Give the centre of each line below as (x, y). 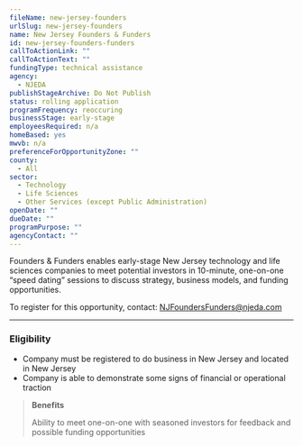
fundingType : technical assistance (76, 68)
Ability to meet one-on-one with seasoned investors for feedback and (161, 422)
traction (37, 387)
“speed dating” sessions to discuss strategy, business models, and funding (149, 280)
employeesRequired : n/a (54, 127)
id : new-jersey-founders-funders (72, 43)
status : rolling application (64, 101)
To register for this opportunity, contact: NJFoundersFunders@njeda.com (146, 307)
